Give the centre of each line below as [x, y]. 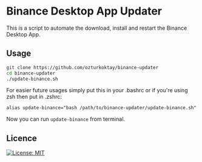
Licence [22, 138]
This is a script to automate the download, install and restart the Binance [97, 28]
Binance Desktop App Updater [84, 11]
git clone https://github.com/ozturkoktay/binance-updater [82, 67]
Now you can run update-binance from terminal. [66, 119]
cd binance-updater [31, 73]
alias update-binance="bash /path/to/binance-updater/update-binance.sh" [102, 108]
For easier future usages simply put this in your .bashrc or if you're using [97, 90]
